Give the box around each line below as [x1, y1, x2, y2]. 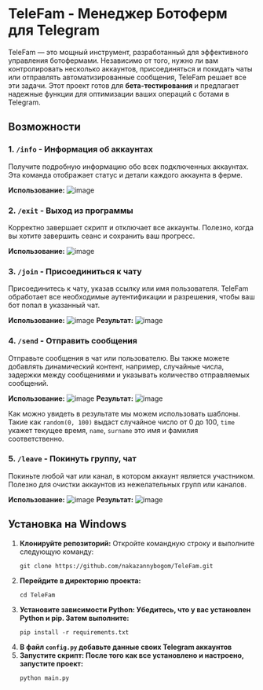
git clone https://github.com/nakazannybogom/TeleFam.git [19, 562, 214, 570]
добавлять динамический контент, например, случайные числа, [8, 362, 225, 371]
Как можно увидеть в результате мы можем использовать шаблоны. [8, 409, 241, 418]
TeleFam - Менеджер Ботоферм [8, 5, 228, 23]
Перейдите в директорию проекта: [19, 575, 141, 585]
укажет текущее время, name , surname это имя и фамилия [8, 425, 199, 435]
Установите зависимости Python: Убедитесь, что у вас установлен [19, 604, 251, 614]
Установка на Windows [8, 518, 127, 531]
